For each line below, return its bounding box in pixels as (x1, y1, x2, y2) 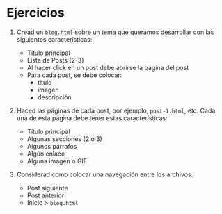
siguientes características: (16, 35, 93, 43)
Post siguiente (26, 183, 68, 192)
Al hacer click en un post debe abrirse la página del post (26, 63, 189, 72)
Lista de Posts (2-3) (26, 56, 84, 64)
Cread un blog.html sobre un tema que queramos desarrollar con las (16, 28, 214, 36)
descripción (37, 92, 72, 101)
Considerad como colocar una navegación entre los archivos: (16, 170, 193, 179)
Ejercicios (6, 5, 65, 21)
